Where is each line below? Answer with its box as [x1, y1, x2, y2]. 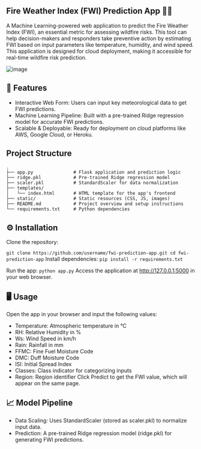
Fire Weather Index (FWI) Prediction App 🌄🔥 [6, 6, 173, 16]
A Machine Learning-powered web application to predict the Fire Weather [6, 22, 189, 29]
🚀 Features [6, 83, 47, 93]
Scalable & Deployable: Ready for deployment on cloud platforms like [14, 124, 186, 132]
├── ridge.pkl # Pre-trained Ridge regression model [6, 175, 170, 181]
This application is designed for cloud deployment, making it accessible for [6, 47, 192, 55]
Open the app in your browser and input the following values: [6, 311, 157, 318]
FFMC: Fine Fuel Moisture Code [14, 348, 94, 355]
